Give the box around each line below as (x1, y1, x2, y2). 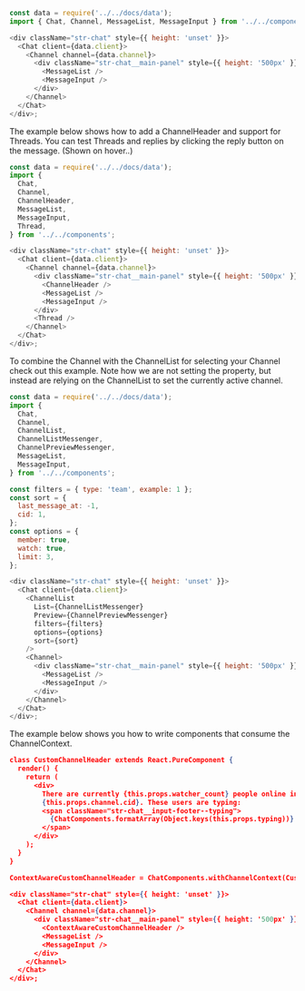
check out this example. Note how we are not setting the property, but (9, 365, 271, 376)
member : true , (17, 535, 71, 545)
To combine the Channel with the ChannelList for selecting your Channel (9, 355, 281, 367)
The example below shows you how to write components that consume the (9, 729, 290, 740)
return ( (25, 772, 59, 781)
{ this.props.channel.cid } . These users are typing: (42, 798, 242, 807)
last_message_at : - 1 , (17, 502, 100, 511)
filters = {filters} (33, 619, 103, 628)
